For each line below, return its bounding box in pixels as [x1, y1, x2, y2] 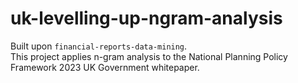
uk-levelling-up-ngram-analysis [10, 7, 283, 30]
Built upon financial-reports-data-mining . [10, 40, 188, 52]
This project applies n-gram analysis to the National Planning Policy [10, 50, 288, 62]
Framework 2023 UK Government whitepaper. [10, 61, 200, 73]
